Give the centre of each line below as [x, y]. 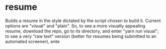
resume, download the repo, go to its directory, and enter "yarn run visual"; [82, 31]
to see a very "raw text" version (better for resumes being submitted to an [81, 36]
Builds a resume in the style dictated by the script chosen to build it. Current [83, 21]
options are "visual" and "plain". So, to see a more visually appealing [75, 25]
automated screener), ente [32, 41]
